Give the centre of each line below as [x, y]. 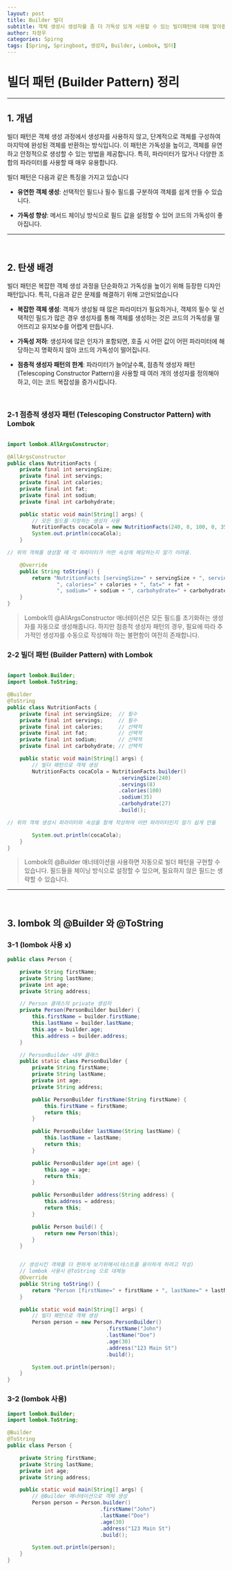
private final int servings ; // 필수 [79, 720]
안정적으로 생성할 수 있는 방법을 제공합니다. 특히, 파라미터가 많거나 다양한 [118, 154]
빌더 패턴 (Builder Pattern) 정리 [93, 82]
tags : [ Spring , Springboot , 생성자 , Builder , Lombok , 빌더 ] [92, 46]
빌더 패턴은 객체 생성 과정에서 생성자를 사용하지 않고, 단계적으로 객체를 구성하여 [114, 136]
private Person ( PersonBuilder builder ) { [80, 1010]
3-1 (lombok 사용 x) [39, 945]
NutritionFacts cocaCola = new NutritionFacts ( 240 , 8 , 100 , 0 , [125, 527]
